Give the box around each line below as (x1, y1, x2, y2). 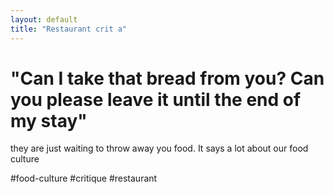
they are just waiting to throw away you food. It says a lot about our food (10, 142, 309, 155)
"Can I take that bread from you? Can (10, 67, 325, 90)
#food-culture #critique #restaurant (10, 172, 158, 185)
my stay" (10, 109, 88, 132)
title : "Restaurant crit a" (10, 24, 128, 34)
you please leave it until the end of (10, 88, 302, 111)
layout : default (10, 14, 78, 25)
